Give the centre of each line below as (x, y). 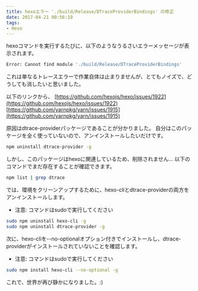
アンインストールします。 (37, 197)
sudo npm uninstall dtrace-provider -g (56, 226)
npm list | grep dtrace (36, 178)
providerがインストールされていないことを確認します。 (73, 246)
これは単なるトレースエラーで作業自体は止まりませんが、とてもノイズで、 (97, 77)
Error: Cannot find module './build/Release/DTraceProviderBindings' (94, 65)
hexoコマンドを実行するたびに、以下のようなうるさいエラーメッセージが (95, 46)
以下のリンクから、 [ (32, 97)
